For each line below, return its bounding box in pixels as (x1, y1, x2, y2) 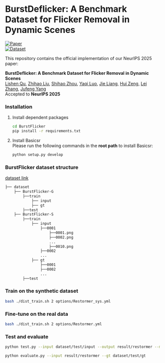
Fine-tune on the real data (5, 310, 68, 317)
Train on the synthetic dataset (5, 288, 79, 295)
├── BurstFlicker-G (14, 189, 54, 194)
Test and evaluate (5, 333, 49, 340)
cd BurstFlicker (12, 124, 46, 129)
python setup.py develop (12, 152, 63, 157)
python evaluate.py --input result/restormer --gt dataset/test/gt (5, 353, 146, 359)
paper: (5, 60, 19, 66)
